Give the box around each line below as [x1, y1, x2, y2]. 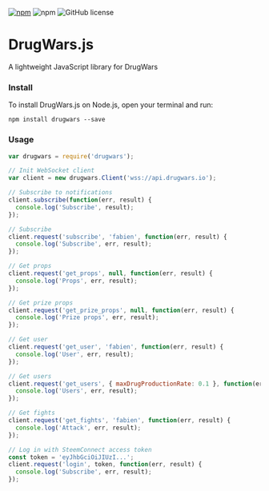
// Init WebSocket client [8, 166, 94, 175]
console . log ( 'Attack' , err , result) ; [15, 424, 142, 432]
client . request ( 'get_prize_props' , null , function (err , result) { [8, 306, 235, 314]
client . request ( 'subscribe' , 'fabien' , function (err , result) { [8, 233, 227, 241]
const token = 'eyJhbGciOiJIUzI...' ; [8, 453, 134, 461]
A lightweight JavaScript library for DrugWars [8, 62, 159, 71]
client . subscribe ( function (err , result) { [8, 196, 152, 204]
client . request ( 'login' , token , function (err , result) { [8, 461, 203, 469]
